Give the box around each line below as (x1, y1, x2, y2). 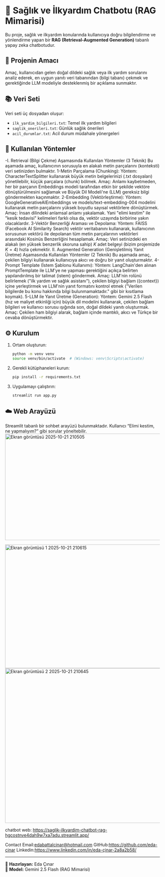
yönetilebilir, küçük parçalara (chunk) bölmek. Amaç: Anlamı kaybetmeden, (5, 179, 157, 185)
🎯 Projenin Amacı (5, 57, 59, 65)
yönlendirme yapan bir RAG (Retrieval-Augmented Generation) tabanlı (5, 37, 149, 43)
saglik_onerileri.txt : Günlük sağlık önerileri (12, 125, 104, 131)
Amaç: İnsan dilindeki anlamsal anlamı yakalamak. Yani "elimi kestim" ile (5, 210, 151, 216)
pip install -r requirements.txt (12, 374, 81, 379)
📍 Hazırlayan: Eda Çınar (5, 861, 54, 867)
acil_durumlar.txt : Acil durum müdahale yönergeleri (12, 130, 119, 136)
